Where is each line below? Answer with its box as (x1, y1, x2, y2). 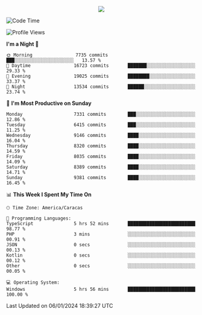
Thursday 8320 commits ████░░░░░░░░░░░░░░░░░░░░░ (6, 143, 196, 149)
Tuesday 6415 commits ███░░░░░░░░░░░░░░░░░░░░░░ (6, 122, 196, 128)
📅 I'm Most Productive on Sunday (6, 100, 92, 107)
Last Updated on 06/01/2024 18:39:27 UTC (6, 302, 113, 309)
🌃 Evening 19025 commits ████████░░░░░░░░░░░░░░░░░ (6, 73, 196, 79)
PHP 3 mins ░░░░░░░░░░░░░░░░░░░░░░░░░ (6, 231, 196, 237)
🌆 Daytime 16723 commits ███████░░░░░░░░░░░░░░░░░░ (6, 63, 196, 69)
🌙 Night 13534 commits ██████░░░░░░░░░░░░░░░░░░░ (6, 84, 196, 90)
